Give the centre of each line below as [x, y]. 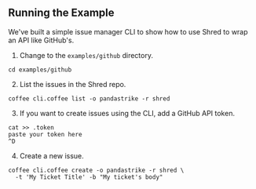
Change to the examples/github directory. [86, 55]
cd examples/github [40, 70]
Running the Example [62, 13]
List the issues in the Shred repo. [73, 84]
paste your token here [45, 134]
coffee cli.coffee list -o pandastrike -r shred [89, 98]
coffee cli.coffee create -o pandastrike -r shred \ [96, 170]
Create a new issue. [51, 155]
